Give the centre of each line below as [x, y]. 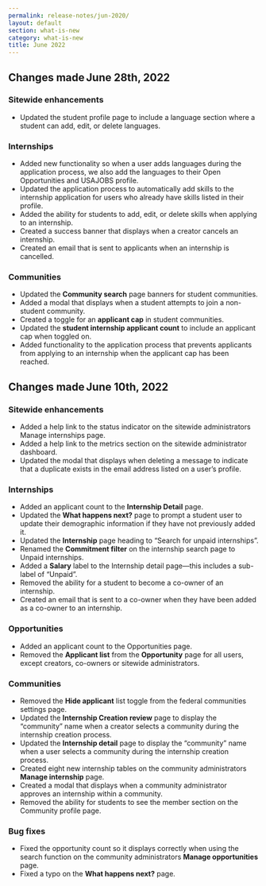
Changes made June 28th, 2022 [89, 77]
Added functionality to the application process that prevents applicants [136, 345]
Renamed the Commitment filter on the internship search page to [127, 549]
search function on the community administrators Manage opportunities [139, 857]
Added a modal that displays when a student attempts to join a [122, 303]
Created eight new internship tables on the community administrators [133, 768]
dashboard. [39, 452]
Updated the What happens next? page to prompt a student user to [131, 515]
